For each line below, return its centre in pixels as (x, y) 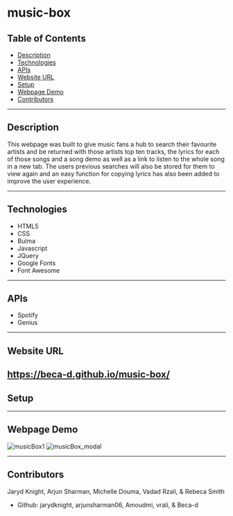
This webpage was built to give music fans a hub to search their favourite (112, 144)
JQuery (28, 255)
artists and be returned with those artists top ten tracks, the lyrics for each (113, 151)
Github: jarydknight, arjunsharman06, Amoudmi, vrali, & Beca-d (108, 505)
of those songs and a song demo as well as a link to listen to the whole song (116, 159)
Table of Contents (47, 38)
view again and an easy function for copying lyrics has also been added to (113, 173)
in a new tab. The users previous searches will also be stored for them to (111, 166)
